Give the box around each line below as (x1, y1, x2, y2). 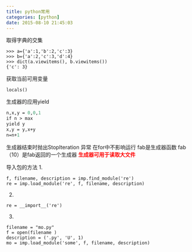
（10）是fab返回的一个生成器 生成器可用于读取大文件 (6, 151, 136, 158)
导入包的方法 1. (6, 164, 43, 171)
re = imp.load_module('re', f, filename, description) (6, 180, 145, 187)
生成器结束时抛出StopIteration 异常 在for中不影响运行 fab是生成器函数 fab (6, 143, 186, 151)
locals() (6, 87, 28, 93)
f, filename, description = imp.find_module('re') (6, 176, 134, 181)
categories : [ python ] (6, 14, 60, 20)
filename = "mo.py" (6, 224, 55, 230)
